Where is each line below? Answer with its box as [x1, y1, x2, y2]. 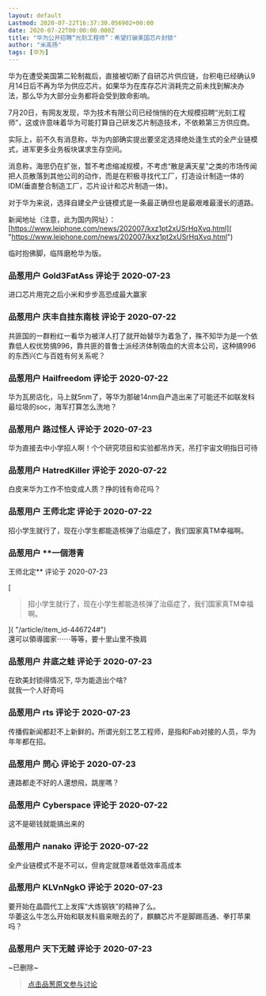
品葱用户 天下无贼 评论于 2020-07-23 [8, 943, 153, 954]
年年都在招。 [8, 736, 50, 746]
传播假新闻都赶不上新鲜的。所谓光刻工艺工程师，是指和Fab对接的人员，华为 [8, 727, 256, 736]
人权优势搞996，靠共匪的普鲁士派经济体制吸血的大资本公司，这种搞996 [21, 341, 256, 350]
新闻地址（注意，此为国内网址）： [8, 215, 116, 224]
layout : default [8, 11, 62, 20]
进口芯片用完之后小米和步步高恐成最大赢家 [8, 290, 147, 300]
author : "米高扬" [8, 41, 62, 49]
